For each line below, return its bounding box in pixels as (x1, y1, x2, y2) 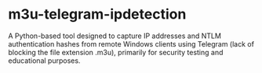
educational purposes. (8, 56, 81, 65)
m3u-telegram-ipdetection (8, 5, 187, 23)
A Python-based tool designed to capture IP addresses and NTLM (8, 31, 222, 40)
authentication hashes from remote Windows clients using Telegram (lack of (8, 39, 255, 48)
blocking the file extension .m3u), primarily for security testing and (8, 47, 224, 57)
